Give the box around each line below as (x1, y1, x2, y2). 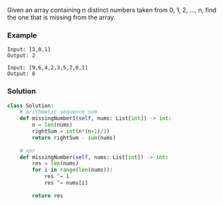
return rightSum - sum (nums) (32, 134, 116, 141)
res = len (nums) (32, 160, 79, 167)
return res (32, 192, 64, 199)
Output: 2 (7, 52, 36, 60)
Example (7, 30, 37, 40)
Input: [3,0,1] (7, 46, 51, 53)
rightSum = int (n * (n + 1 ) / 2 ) (32, 128, 110, 135)
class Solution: (7, 102, 54, 109)
